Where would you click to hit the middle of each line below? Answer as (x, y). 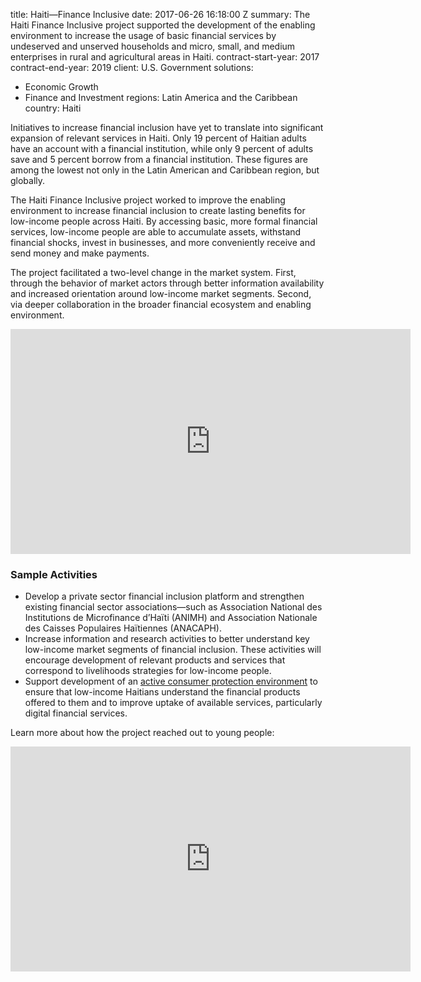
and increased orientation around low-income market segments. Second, (161, 293)
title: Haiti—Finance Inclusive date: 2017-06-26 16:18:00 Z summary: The (160, 14)
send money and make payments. (80, 253)
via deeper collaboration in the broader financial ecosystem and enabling (161, 304)
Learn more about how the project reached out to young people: (142, 733)
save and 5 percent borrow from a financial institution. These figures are (159, 159)
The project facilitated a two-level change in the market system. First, (153, 272)
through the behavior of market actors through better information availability (167, 283)
